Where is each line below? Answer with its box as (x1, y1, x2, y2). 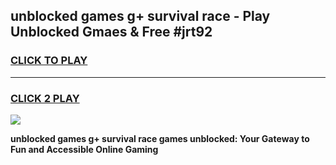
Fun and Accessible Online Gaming (10, 143, 159, 155)
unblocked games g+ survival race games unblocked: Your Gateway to (10, 132, 310, 144)
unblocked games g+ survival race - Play (10, 8, 271, 25)
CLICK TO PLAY (10, 54, 88, 68)
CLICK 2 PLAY (10, 91, 80, 105)
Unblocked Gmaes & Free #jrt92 (10, 24, 213, 41)
